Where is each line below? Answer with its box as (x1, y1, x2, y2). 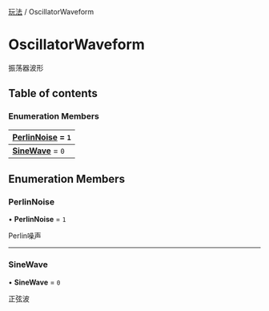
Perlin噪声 (8, 231, 42, 240)
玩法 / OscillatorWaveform (8, 7, 94, 16)
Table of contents (8, 87, 98, 100)
